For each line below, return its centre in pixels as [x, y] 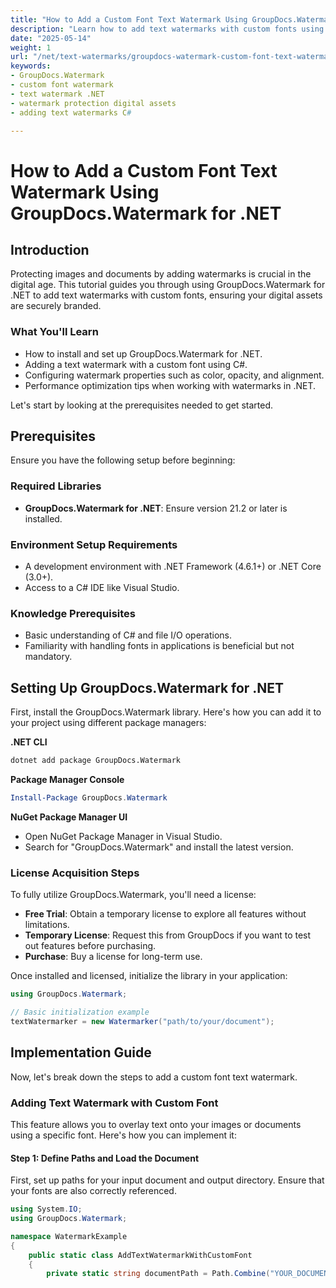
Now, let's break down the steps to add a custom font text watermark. [154, 1077]
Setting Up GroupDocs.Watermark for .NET [147, 687]
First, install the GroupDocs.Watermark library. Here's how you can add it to [166, 712]
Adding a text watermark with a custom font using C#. [136, 364]
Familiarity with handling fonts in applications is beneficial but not [159, 646]
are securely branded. [56, 306]
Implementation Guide [81, 1052]
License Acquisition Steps [75, 873]
